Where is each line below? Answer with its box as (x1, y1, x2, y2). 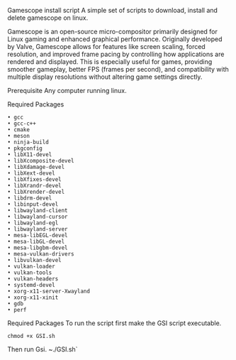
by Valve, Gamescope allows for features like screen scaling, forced (7, 43, 206, 50)
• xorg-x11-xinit (7, 294, 59, 301)
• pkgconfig (7, 145, 43, 152)
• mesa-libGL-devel (7, 238, 65, 245)
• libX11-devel (7, 151, 52, 158)
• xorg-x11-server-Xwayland (7, 288, 91, 295)
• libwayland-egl (7, 219, 59, 227)
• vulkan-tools (7, 269, 52, 276)
